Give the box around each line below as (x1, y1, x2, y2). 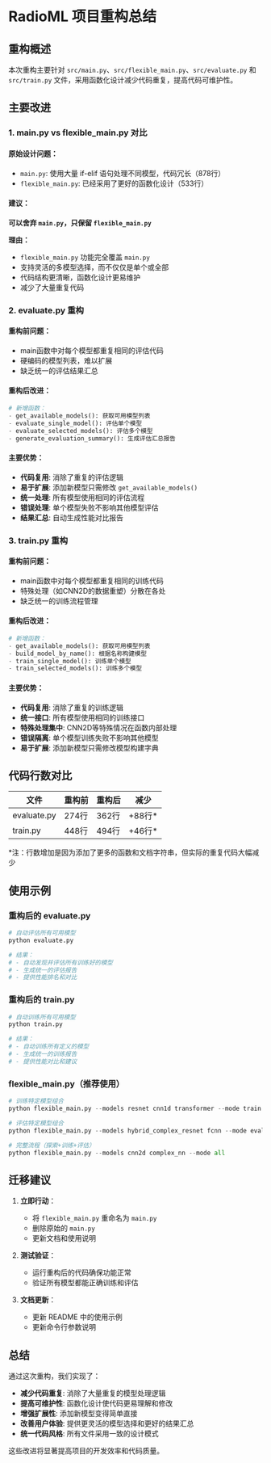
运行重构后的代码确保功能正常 (31, 1268, 131, 1277)
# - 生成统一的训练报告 (8, 1050, 77, 1058)
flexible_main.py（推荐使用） (8, 1078, 125, 1089)
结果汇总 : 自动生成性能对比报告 (19, 512, 123, 522)
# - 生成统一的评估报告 (8, 966, 77, 974)
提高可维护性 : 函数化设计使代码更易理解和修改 (19, 1398, 173, 1408)
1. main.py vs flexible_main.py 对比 (8, 127, 148, 138)
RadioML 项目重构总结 (8, 7, 157, 26)
